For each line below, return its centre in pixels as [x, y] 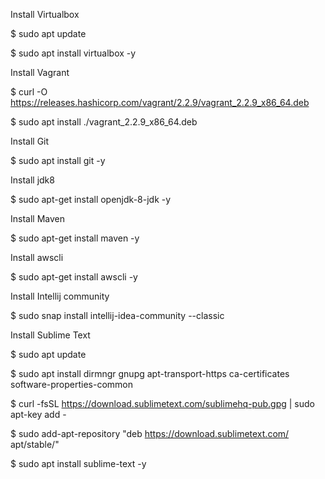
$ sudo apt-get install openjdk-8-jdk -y [91, 199]
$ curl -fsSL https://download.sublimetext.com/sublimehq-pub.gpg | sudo [162, 403]
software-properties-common [72, 384]
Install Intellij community [60, 296]
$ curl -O [29, 92]
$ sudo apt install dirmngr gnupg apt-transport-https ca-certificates [150, 373]
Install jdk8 [32, 180]
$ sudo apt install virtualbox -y [73, 53]
